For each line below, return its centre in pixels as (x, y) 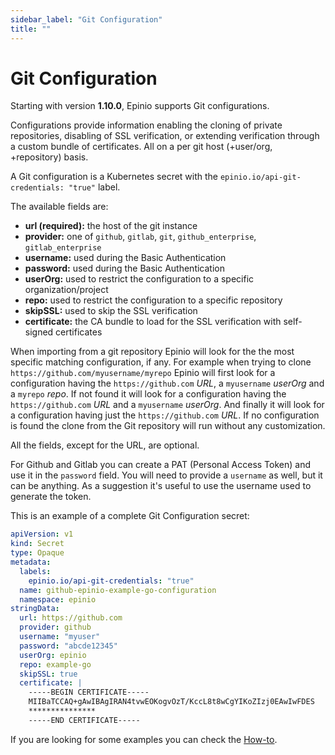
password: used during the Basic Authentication (124, 268)
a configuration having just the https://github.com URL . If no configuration (165, 415)
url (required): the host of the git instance (111, 226)
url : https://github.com (71, 618)
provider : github (55, 627)
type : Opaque (37, 553)
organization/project (66, 290)
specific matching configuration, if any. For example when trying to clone (161, 362)
